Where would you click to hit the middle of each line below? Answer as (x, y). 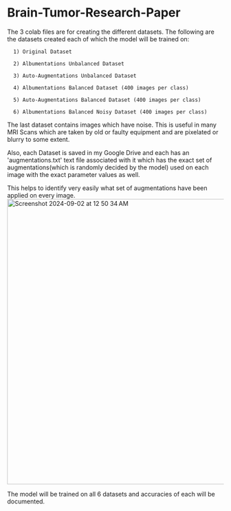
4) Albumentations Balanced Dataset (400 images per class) (101, 87)
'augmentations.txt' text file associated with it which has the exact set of (110, 160)
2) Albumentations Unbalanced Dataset (69, 63)
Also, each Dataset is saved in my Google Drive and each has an (98, 152)
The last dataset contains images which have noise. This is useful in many (112, 125)
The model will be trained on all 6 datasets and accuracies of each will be (111, 494)
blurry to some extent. (38, 139)
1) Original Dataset (43, 52)
